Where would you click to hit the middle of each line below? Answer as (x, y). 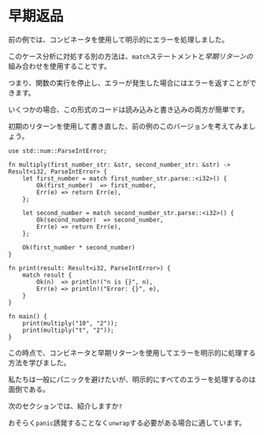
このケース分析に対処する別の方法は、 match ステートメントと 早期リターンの (131, 56)
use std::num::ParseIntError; (58, 151)
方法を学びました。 (39, 362)
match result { (47, 275)
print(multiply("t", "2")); (68, 330)
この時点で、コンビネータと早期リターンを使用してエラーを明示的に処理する (132, 352)
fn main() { (28, 316)
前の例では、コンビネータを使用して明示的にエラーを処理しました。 (119, 39)
